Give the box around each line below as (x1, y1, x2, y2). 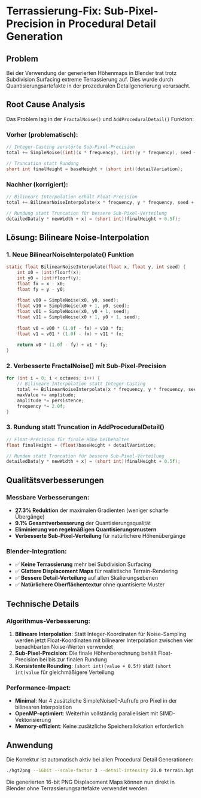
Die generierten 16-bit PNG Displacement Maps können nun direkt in (6, 778, 175, 785)
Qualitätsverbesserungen (6, 475, 105, 485)
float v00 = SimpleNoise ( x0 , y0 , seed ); (17, 297, 119, 303)
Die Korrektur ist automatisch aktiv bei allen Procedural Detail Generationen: (6, 756, 194, 763)
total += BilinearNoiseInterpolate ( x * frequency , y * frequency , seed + (6, 199, 194, 205)
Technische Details (6, 598, 80, 609)
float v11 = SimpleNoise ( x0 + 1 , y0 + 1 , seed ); (17, 314, 141, 320)
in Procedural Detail (56, 17, 157, 31)
